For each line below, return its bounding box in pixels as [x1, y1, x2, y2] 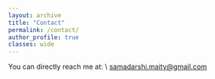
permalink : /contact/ [8, 26, 80, 34]
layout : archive [8, 11, 61, 20]
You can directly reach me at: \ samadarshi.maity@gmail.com [8, 62, 207, 71]
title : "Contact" [8, 19, 65, 27]
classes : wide [8, 41, 55, 48]
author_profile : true [8, 33, 80, 41]
